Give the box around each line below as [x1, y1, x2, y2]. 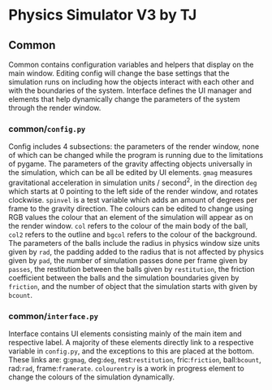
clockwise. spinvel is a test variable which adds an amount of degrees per [8, 195, 258, 204]
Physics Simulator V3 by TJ [8, 6, 197, 24]
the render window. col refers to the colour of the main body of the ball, [8, 221, 248, 230]
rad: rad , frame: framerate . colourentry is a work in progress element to [8, 364, 245, 374]
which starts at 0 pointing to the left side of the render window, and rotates [8, 186, 258, 196]
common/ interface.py [8, 310, 99, 322]
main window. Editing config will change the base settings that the [8, 68, 230, 78]
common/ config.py [8, 123, 86, 134]
